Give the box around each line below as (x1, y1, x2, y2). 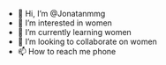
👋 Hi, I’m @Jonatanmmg (17, 9, 106, 18)
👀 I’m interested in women (17, 18, 113, 28)
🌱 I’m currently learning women (17, 27, 132, 37)
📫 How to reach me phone (17, 47, 117, 56)
